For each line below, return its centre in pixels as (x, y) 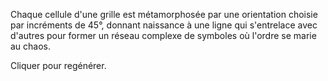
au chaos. (31, 46)
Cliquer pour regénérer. (58, 65)
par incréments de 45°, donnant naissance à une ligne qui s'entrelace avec (164, 25)
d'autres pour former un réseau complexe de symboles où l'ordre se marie (163, 35)
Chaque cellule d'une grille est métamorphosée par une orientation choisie (164, 14)
